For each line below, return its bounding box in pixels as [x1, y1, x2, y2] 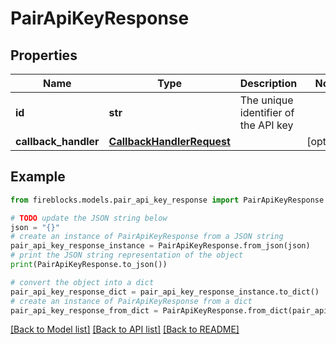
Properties [10, 47, 78, 64]
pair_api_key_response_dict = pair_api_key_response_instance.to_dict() [10, 287, 320, 297]
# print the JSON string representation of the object [10, 250, 244, 261]
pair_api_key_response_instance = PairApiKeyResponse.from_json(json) [10, 241, 311, 251]
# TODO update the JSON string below [10, 213, 168, 223]
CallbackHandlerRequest [108, 135, 231, 148]
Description [239, 77, 298, 90]
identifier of [239, 106, 295, 119]
